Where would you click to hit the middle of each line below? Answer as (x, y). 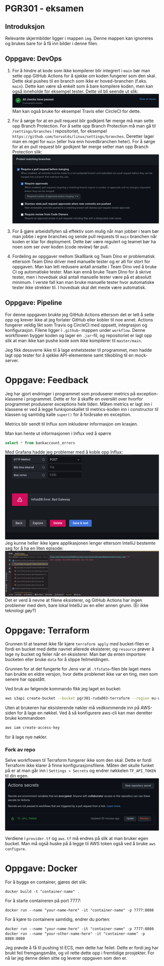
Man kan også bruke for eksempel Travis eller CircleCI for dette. (76, 111)
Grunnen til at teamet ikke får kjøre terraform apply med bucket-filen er (77, 644)
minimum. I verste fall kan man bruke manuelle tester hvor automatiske (83, 282)
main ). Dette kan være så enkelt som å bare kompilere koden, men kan (83, 86)
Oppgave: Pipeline (34, 303)
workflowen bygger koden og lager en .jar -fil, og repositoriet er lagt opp (79, 335)
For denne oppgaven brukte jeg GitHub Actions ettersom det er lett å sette (80, 314)
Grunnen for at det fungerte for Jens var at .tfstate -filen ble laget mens (78, 669)
